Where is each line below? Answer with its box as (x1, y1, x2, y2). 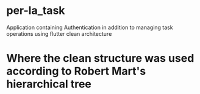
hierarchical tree (6, 77, 91, 91)
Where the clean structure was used (6, 52, 195, 65)
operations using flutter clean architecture (6, 30, 112, 37)
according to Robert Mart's (6, 64, 146, 78)
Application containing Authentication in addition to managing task (6, 24, 173, 31)
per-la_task (6, 4, 65, 18)
